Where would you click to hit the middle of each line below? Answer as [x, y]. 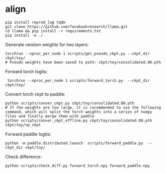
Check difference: [24, 157]
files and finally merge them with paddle [50, 116]
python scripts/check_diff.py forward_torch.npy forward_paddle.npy [78, 166]
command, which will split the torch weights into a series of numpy [79, 112]
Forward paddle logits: [28, 134]
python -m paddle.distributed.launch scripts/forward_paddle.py [74, 143]
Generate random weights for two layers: [47, 44]
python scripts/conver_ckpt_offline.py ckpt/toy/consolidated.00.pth [79, 120]
